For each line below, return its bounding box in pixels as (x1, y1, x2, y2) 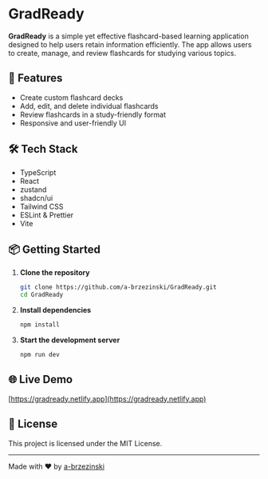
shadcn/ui (19, 193, 53, 202)
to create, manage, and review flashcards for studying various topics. (8, 48, 237, 58)
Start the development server (19, 335, 120, 345)
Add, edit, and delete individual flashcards (19, 101, 159, 110)
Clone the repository (19, 268, 90, 277)
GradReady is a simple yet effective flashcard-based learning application (8, 31, 249, 41)
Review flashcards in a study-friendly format (19, 110, 166, 119)
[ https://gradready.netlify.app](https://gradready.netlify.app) (8, 393, 207, 404)
